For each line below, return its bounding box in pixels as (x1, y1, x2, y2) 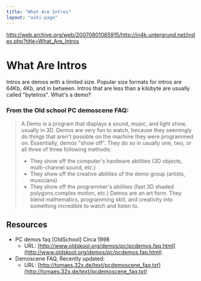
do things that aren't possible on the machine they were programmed (21, 133, 194, 140)
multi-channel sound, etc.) (30, 163, 96, 171)
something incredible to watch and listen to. (30, 202, 139, 209)
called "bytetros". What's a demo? (6, 91, 92, 98)
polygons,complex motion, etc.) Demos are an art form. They (30, 189, 182, 197)
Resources (6, 219, 48, 230)
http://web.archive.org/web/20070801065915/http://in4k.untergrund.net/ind (6, 31, 195, 38)
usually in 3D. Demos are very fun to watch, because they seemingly (21, 126, 192, 133)
